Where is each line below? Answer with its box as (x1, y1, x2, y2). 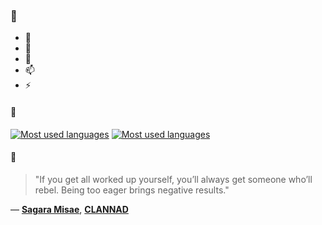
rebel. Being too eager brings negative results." (34, 184, 230, 196)
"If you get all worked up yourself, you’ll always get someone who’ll (34, 173, 313, 185)
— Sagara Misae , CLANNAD (10, 203, 129, 215)
